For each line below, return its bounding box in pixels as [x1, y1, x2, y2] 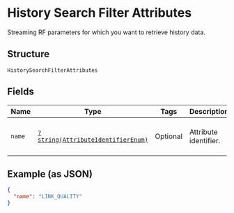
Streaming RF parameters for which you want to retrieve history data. [7, 28, 205, 36]
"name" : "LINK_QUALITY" [13, 193, 82, 200]
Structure [7, 48, 50, 60]
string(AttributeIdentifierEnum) [37, 135, 148, 144]
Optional [155, 131, 183, 141]
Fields [7, 86, 35, 98]
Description [189, 106, 229, 116]
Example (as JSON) [7, 168, 93, 179]
